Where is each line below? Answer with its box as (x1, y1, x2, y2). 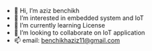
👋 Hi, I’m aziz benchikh (13, 7, 80, 14)
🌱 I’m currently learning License (13, 21, 106, 29)
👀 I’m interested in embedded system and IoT (13, 14, 144, 22)
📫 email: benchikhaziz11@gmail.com (13, 37, 121, 44)
